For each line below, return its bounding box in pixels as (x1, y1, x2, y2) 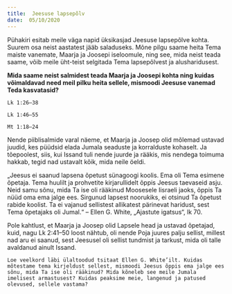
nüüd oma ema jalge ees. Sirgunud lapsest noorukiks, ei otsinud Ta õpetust (7, 193, 222, 201)
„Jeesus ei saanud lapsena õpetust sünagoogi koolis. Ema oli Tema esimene (7, 171, 225, 179)
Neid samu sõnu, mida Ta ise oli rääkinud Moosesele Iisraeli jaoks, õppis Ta (7, 185, 222, 194)
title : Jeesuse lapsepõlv (7, 10, 85, 17)
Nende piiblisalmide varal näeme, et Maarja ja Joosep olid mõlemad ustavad (7, 136, 224, 144)
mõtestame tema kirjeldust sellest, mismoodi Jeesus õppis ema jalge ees (7, 262, 225, 270)
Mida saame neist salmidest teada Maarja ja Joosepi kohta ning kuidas (7, 71, 215, 80)
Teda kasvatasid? (7, 86, 59, 94)
